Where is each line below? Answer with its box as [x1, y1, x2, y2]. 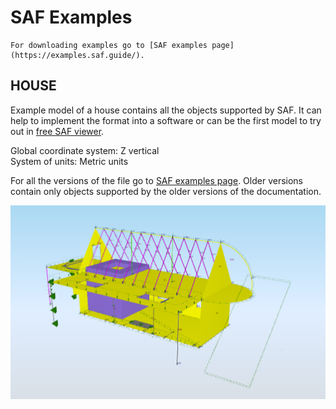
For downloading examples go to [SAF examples [10, 40, 208, 50]
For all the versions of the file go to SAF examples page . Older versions [10, 174, 303, 186]
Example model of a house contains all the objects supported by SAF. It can [10, 104, 322, 116]
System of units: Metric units [10, 155, 129, 167]
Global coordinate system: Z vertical [10, 144, 160, 156]
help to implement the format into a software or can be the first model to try [10, 114, 322, 126]
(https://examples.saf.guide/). [10, 50, 145, 60]
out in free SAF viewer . [10, 125, 105, 137]
